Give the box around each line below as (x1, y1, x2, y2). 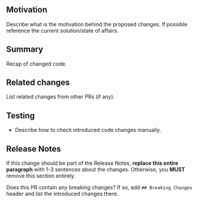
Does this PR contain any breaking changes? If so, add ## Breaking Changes (6, 184, 193, 191)
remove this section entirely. (6, 173, 76, 180)
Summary (6, 44, 44, 54)
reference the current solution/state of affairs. (6, 27, 119, 34)
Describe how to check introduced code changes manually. (14, 127, 161, 134)
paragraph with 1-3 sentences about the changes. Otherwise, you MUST (6, 166, 185, 173)
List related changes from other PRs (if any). (6, 93, 115, 100)
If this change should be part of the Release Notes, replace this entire (6, 159, 179, 167)
